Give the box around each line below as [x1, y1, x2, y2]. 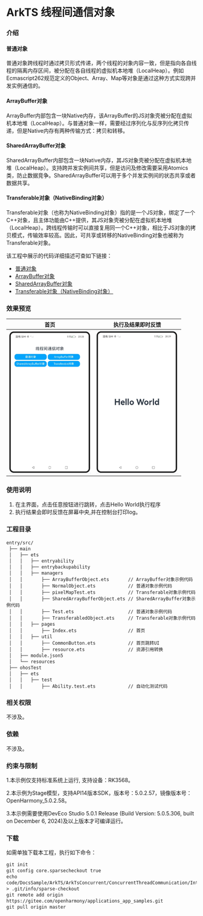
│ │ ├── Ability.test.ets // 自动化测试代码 [8, 683, 168, 689]
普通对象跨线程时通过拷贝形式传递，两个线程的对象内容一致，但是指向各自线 [6, 59, 197, 67]
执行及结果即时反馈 [113, 320, 161, 328]
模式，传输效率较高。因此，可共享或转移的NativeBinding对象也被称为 [11, 231, 184, 239]
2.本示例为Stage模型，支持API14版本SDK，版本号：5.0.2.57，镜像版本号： [6, 789, 192, 797]
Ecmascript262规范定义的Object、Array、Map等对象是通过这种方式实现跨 [6, 75, 192, 82]
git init [6, 861, 28, 868]
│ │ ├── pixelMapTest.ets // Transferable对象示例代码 [8, 589, 196, 596]
